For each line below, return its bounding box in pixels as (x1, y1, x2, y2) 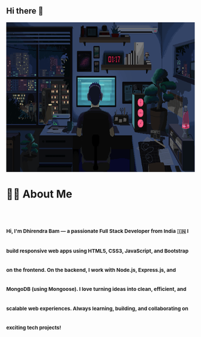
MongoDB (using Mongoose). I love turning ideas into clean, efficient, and (6, 286, 187, 293)
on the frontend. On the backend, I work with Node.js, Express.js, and (6, 267, 176, 274)
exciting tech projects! (6, 324, 62, 331)
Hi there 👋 (6, 6, 44, 16)
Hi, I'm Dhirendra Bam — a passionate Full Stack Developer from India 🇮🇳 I (6, 228, 189, 235)
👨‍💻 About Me (6, 187, 73, 201)
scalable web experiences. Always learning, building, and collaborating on (6, 305, 188, 312)
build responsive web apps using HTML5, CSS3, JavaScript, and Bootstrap (6, 247, 189, 254)
